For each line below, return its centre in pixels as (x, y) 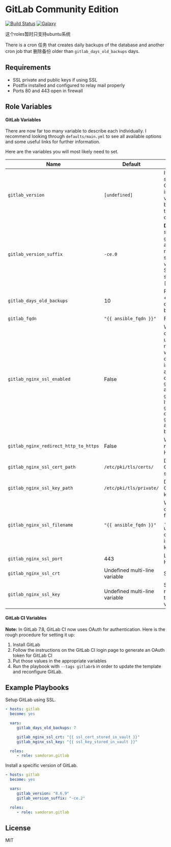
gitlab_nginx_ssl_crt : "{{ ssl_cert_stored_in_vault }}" (78, 737)
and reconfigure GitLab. (37, 672)
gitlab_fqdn (22, 319)
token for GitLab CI (32, 655)
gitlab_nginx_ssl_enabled (39, 379)
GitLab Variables (23, 120)
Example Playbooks (37, 687)
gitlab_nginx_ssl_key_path (40, 488)
